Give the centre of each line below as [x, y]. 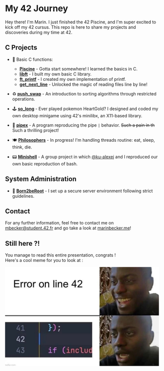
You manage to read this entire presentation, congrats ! [61, 255]
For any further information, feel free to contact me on [59, 223]
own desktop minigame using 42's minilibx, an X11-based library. [77, 115]
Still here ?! [22, 243]
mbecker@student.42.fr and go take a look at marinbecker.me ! [68, 228]
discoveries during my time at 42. [39, 32]
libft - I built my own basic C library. [55, 74]
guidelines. [23, 196]
